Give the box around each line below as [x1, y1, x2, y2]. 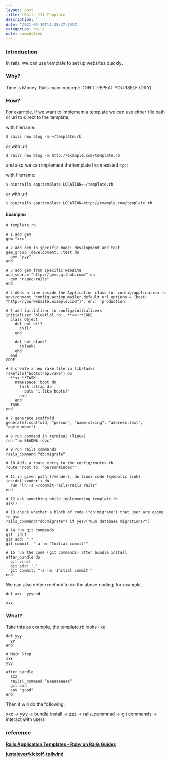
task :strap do [19, 384, 52, 389]
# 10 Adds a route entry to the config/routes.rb [6, 461, 114, 466]
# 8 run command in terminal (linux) [6, 434, 86, 439]
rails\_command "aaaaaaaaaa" [10, 678, 72, 684]
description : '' [6, 17, 40, 22]
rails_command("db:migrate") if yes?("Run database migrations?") [6, 519, 150, 524]
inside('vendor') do [6, 479, 50, 484]
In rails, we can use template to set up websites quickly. [6, 60, 123, 66]
